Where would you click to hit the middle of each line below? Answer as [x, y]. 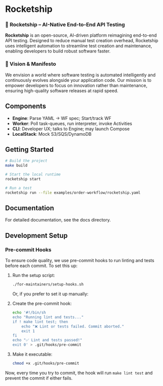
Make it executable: [32, 354]
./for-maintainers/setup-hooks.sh [48, 284]
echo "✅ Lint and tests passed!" [47, 340]
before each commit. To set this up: [41, 266]
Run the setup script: [34, 276]
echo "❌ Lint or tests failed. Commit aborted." [73, 326]
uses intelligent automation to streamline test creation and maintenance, [79, 46]
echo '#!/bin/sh [29, 313]
